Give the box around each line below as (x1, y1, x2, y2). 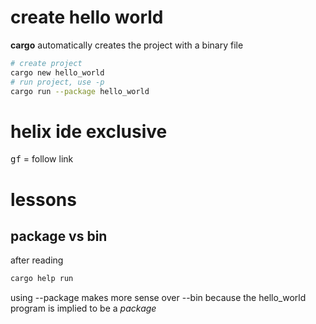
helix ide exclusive (10, 120, 168, 143)
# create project (10, 58, 83, 68)
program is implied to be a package (10, 302, 157, 315)
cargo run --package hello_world (10, 86, 150, 96)
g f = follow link (10, 153, 74, 165)
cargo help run (10, 274, 74, 284)
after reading (10, 254, 64, 266)
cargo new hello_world (10, 67, 105, 78)
